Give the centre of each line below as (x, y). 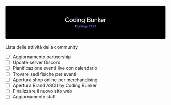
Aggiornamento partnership (42, 57)
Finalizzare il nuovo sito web (42, 91)
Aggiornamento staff (34, 97)
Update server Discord (36, 62)
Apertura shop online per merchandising (55, 80)
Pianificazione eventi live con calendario (55, 68)
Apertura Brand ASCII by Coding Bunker (54, 85)
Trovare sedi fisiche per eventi (44, 74)
